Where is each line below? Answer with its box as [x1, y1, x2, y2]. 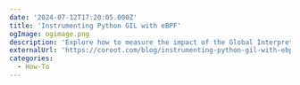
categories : [9, 54, 54, 63]
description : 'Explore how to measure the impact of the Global [9, 37, 254, 47]
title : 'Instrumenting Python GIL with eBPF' [9, 21, 181, 30]
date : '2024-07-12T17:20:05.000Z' [9, 12, 138, 22]
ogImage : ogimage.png [9, 29, 90, 38]
